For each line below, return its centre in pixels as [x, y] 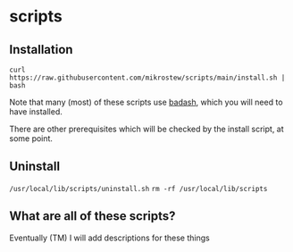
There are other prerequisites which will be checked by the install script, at [146, 129]
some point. [31, 139]
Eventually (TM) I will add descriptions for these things [109, 238]
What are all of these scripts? [92, 216]
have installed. [36, 112]
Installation [41, 50]
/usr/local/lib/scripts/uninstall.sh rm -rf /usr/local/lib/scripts [138, 189]
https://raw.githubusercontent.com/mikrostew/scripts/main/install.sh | [147, 78]
